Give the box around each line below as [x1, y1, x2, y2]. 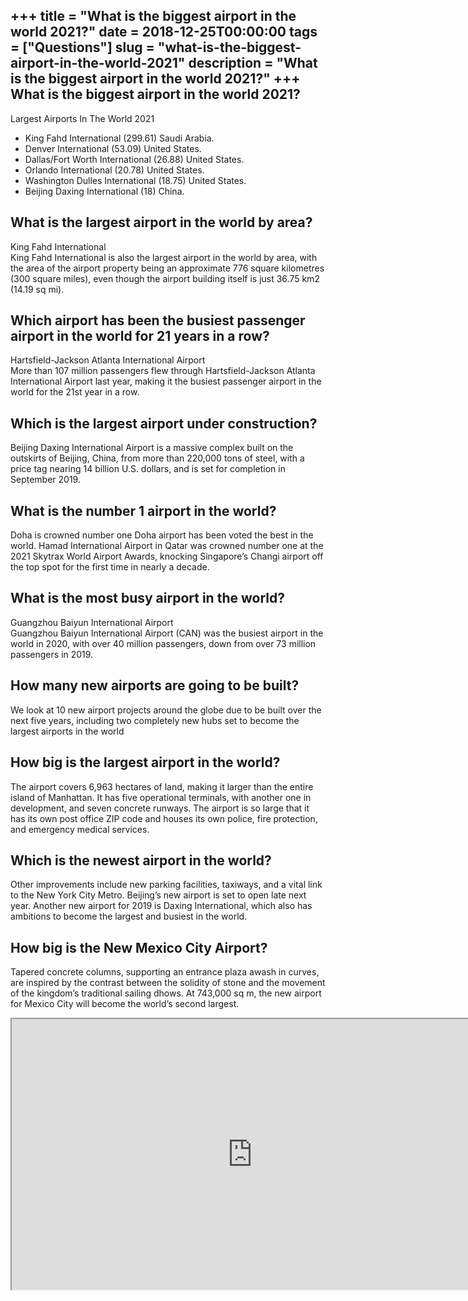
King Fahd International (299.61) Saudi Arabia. [24, 132, 215, 144]
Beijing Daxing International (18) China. [24, 185, 185, 197]
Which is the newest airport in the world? [10, 852, 272, 869]
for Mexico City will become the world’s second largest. [10, 998, 240, 1010]
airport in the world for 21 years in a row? [10, 328, 270, 345]
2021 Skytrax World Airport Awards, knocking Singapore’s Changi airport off [10, 550, 324, 563]
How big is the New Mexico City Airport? [10, 939, 268, 956]
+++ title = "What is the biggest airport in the [10, 8, 297, 25]
